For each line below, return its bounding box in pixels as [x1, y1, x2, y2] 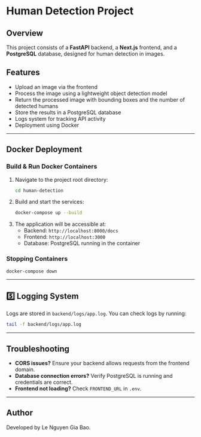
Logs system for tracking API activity [14, 115, 106, 122]
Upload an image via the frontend [14, 83, 98, 90]
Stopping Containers [6, 255, 68, 263]
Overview [6, 28, 44, 38]
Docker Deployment [6, 145, 83, 155]
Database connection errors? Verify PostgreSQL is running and [14, 372, 173, 379]
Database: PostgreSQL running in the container [23, 240, 141, 247]
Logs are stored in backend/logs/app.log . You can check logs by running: [6, 310, 187, 317]
